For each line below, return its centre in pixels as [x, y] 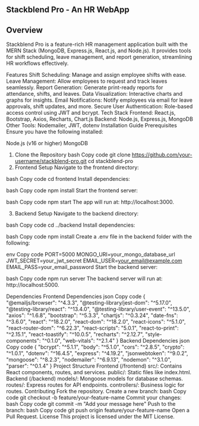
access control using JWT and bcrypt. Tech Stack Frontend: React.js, [91, 113]
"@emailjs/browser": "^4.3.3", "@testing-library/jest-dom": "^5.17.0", [89, 303]
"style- [154, 334]
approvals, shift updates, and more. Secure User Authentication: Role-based [99, 106]
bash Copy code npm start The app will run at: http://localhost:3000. [90, 202]
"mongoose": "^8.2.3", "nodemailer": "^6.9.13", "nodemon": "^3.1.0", [89, 360]
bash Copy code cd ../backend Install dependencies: [71, 225]
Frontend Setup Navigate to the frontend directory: [77, 167]
